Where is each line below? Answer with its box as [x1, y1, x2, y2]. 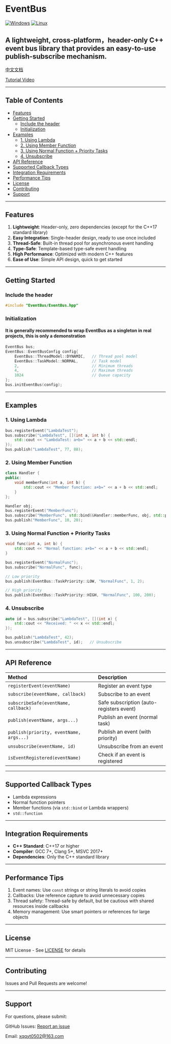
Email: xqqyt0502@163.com [5, 1033, 64, 1039]
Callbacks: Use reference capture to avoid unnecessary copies [12, 893, 145, 899]
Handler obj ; [5, 503, 33, 509]
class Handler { [5, 471, 40, 476]
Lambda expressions [12, 794, 57, 800]
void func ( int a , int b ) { [5, 541, 63, 546]
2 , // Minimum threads [14, 363, 133, 369]
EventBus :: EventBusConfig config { [5, 349, 79, 354]
